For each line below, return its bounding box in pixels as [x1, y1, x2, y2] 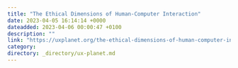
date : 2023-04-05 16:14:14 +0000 [7, 17, 106, 24]
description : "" [7, 30, 55, 38]
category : [7, 43, 37, 50]
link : [7, 37, 23, 44]
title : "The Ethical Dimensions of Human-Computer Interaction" [7, 10, 201, 18]
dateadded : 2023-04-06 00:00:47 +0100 [7, 23, 122, 30]
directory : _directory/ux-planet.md [7, 50, 115, 57]
